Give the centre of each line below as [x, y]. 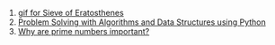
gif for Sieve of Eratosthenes [71, 13]
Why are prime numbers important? [84, 31]
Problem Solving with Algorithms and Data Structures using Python [142, 22]
